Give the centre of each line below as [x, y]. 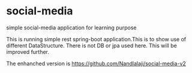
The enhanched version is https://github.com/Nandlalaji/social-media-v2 [96, 63]
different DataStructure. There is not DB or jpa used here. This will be [91, 45]
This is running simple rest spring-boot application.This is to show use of [96, 39]
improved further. [28, 51]
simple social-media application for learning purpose [71, 28]
